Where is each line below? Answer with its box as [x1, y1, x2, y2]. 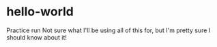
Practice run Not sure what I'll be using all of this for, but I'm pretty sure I [6, 26, 211, 34]
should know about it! [6, 33, 68, 41]
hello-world [6, 4, 74, 19]
